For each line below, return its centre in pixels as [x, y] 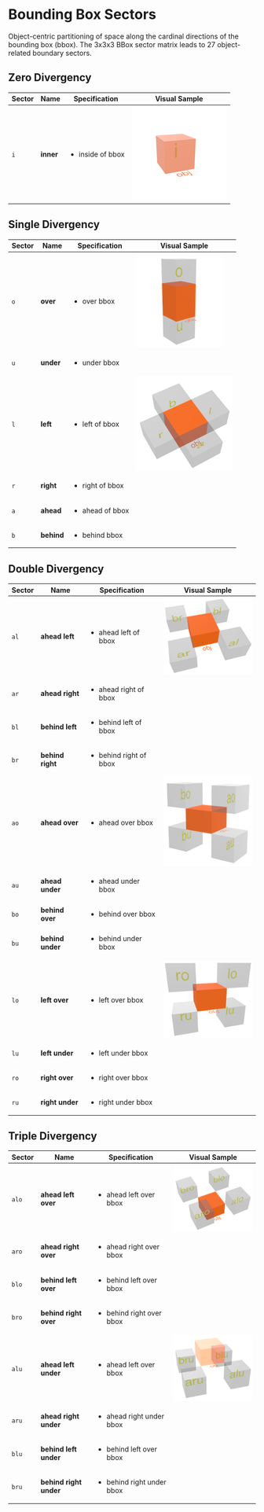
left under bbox [123, 1053]
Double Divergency [56, 569]
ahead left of [119, 632]
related [20, 53]
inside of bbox [101, 154]
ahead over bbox [126, 822]
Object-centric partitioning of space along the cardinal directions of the [124, 36]
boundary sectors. [62, 53]
